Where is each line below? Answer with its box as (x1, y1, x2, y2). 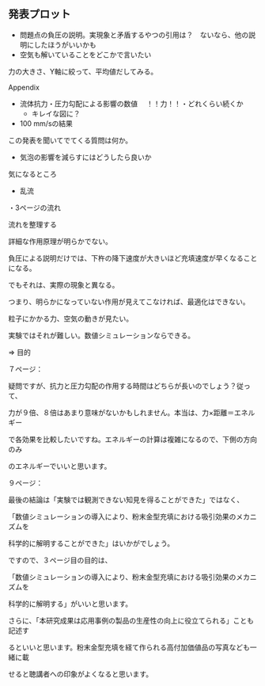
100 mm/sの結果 (19, 118, 74, 128)
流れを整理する (8, 219, 57, 229)
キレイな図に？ (31, 109, 81, 118)
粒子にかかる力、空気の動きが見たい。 (8, 314, 133, 323)
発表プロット (8, 7, 71, 21)
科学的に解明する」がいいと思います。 (8, 599, 133, 608)
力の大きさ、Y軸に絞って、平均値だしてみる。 (8, 67, 158, 76)
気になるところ (8, 169, 57, 178)
